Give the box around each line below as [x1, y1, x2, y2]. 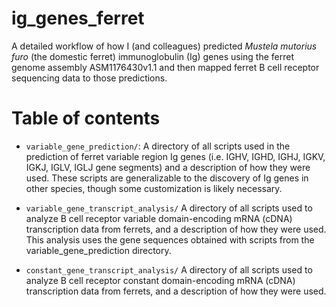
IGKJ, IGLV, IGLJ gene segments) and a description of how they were [25, 161, 311, 173]
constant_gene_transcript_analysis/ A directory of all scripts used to [25, 263, 313, 276]
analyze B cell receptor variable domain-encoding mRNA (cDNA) [25, 212, 293, 224]
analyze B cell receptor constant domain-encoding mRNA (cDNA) [25, 274, 296, 286]
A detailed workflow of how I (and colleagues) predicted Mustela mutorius [11, 40, 318, 52]
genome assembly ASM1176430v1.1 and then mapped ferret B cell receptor [11, 61, 320, 73]
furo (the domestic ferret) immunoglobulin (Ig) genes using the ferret [11, 50, 294, 62]
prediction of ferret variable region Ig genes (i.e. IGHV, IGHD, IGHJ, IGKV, [25, 150, 326, 162]
